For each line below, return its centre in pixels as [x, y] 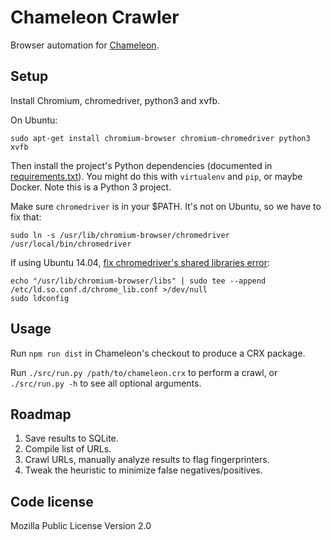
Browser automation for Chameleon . [85, 45]
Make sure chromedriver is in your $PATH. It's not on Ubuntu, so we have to [166, 206]
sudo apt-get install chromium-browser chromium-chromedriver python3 [160, 138]
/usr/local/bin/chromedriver [71, 244]
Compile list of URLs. [68, 449]
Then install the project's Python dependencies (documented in [141, 165]
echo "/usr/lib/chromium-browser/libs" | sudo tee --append [138, 281]
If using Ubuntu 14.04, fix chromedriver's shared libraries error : [140, 262]
